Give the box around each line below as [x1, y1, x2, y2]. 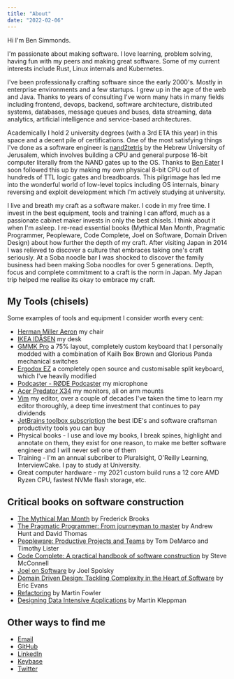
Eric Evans [17, 581, 48, 590]
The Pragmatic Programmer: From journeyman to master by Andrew [17, 522, 213, 530]
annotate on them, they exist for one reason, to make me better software [17, 439, 226, 447]
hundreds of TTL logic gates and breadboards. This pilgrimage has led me [7, 172, 221, 181]
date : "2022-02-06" [7, 17, 64, 24]
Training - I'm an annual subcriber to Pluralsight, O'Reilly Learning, [17, 454, 209, 462]
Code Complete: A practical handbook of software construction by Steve [17, 552, 227, 560]
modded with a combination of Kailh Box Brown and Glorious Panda [17, 350, 212, 358]
